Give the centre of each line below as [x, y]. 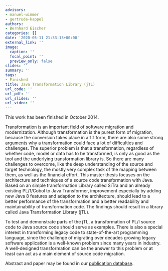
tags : [11, 75]
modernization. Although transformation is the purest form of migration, [79, 132]
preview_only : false [31, 61]
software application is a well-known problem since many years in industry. [83, 243]
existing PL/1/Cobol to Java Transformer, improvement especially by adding [83, 191]
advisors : [16, 10]
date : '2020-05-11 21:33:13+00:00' [42, 38]
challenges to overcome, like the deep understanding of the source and [79, 164]
